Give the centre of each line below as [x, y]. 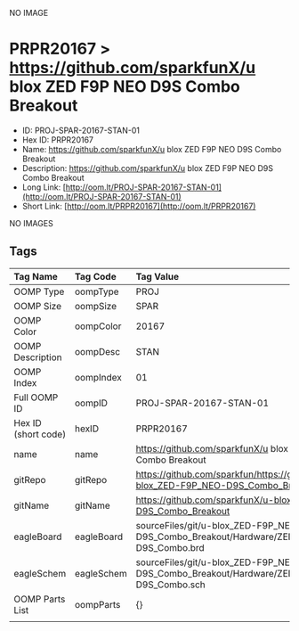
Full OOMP [36, 397]
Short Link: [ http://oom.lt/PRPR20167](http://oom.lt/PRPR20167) [139, 206]
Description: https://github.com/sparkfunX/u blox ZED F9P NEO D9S [148, 168]
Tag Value [158, 276]
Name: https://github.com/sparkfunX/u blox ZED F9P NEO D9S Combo [152, 149]
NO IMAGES [31, 223]
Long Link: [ [44, 187]
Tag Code [96, 276]
